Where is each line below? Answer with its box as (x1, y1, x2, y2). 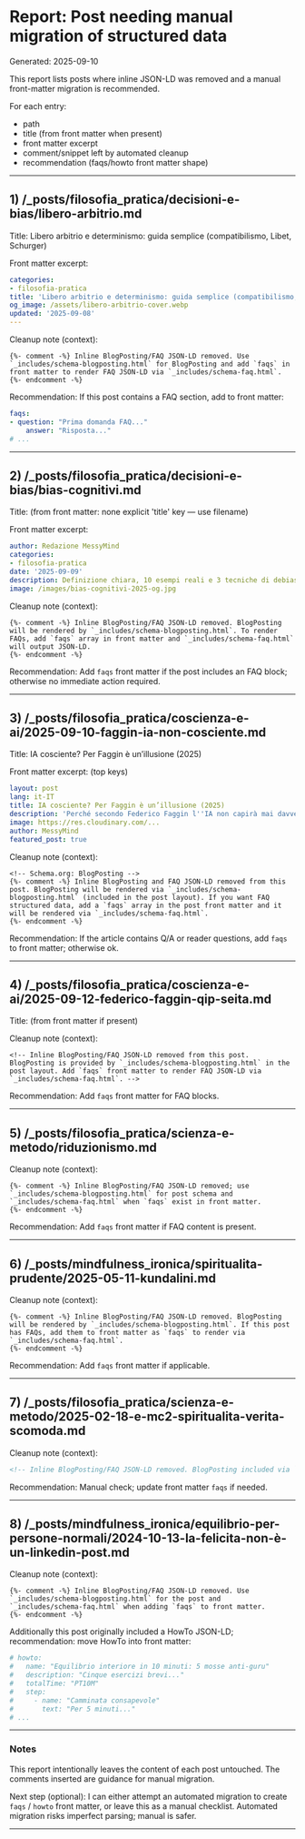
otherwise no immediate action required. (9, 675, 161, 686)
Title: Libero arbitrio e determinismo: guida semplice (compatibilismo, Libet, (9, 230, 292, 241)
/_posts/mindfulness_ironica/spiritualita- (24, 1256, 263, 1271)
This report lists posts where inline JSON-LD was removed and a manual (9, 73, 281, 84)
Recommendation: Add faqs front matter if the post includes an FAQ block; (9, 666, 288, 677)
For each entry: (9, 100, 67, 111)
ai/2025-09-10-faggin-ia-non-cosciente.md (9, 724, 267, 740)
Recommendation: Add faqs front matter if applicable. (9, 1359, 211, 1370)
